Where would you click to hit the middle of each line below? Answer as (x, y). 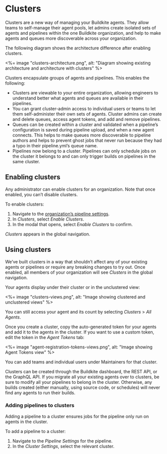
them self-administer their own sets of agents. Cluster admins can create (87, 114)
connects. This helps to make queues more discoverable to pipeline (82, 135)
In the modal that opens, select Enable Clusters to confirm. (73, 224)
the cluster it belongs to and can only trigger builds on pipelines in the (84, 156)
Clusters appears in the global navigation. (48, 234)
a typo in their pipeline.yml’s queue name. (55, 145)
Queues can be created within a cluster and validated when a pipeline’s (85, 124)
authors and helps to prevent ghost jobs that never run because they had (87, 140)
